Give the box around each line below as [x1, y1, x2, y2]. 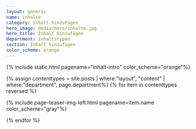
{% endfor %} [6, 117, 40, 124]
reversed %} [6, 87, 37, 95]
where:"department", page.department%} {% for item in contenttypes [6, 81, 177, 88]
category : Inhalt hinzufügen [6, 20, 78, 25]
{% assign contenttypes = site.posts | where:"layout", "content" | [6, 75, 165, 82]
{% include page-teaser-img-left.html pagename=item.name [6, 99, 154, 106]
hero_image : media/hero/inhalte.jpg [6, 25, 97, 31]
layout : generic [6, 8, 46, 15]
